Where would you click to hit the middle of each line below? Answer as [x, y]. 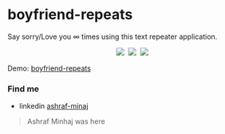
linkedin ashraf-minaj [53, 106]
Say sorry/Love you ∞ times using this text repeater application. [112, 36]
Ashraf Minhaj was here [66, 121]
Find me [24, 89]
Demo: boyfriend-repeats [49, 68]
